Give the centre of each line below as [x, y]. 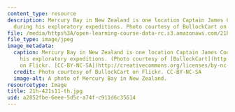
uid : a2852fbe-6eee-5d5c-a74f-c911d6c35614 [72, 98]
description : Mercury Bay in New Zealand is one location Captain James [115, 20]
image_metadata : [31, 46]
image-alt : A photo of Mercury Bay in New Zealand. [91, 78]
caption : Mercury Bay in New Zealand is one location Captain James [115, 53]
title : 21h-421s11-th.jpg [45, 91]
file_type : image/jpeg [40, 40]
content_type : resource [42, 14]
